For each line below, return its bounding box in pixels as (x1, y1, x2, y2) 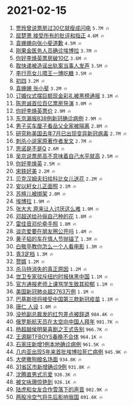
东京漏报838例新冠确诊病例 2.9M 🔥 (15, 114, 102, 122)
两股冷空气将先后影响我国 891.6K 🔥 (15, 393, 103, 401)
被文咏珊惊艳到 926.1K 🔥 (15, 378, 77, 386)
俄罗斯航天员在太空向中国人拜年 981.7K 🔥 (15, 317, 119, 325)
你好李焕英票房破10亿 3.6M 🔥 (15, 54, 87, 61)
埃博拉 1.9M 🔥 (15, 197, 51, 205)
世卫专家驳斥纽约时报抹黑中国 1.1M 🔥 (15, 272, 108, 280)
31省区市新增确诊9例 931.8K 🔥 (15, 363, 91, 370)
